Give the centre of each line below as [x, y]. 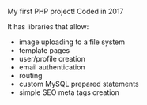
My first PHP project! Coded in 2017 [66, 11]
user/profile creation [52, 59]
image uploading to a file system [72, 42]
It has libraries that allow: [48, 26]
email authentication [52, 67]
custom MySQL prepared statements [79, 84]
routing [30, 75]
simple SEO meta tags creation [69, 92]
